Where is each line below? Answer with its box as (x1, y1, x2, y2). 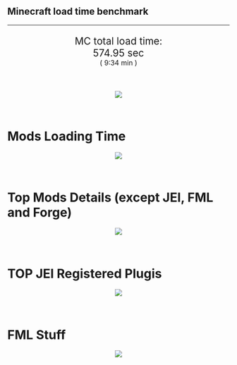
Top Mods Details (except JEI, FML (7, 190, 214, 205)
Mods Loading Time (7, 128, 126, 144)
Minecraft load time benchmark (7, 6, 149, 18)
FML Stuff (7, 327, 66, 342)
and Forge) (7, 204, 73, 221)
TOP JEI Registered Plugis (7, 266, 162, 281)
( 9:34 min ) (99, 58, 138, 68)
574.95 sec (92, 47, 145, 59)
